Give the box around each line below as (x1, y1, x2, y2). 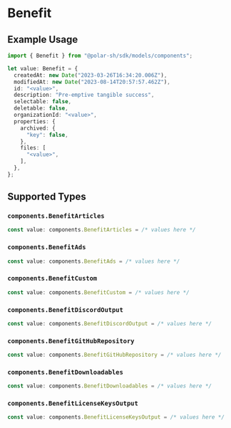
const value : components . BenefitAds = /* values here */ (7, 258, 180, 265)
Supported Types (7, 191, 87, 203)
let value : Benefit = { (7, 65, 78, 72)
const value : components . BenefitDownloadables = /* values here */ (7, 382, 212, 390)
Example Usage (7, 33, 78, 46)
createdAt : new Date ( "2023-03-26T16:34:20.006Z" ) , (14, 71, 168, 79)
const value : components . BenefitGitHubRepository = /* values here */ (7, 351, 222, 359)
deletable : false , (14, 105, 69, 112)
